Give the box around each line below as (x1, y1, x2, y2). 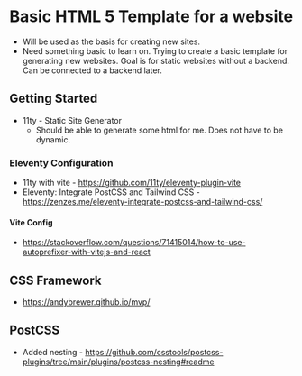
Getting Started (9, 91, 98, 106)
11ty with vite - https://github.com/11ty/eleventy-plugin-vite (22, 178, 242, 188)
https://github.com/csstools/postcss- (85, 346, 224, 357)
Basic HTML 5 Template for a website (9, 6, 294, 27)
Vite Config (9, 216, 53, 227)
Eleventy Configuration (9, 156, 114, 169)
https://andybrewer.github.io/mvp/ (22, 297, 151, 307)
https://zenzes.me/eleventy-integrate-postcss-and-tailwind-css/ (22, 197, 263, 207)
